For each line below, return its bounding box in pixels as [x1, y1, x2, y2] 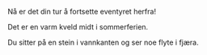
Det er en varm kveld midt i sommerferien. [7, 22, 149, 31]
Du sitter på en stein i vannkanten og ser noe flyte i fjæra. [7, 37, 199, 47]
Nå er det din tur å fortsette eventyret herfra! [7, 7, 157, 16]
